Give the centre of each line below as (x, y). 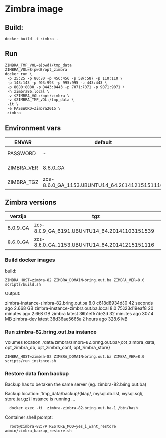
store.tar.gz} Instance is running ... (40, 399)
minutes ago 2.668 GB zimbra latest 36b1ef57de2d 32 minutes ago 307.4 (79, 313)
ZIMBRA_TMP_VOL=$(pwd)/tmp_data (38, 65)
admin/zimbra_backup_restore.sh (38, 431)
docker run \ (19, 74)
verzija (18, 216)
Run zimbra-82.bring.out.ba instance (51, 332)
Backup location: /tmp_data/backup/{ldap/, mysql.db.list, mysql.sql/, (75, 394)
